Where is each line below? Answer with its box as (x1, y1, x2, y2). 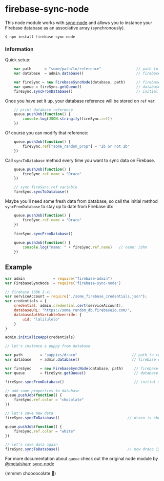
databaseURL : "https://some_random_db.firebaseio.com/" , (14, 308, 132, 313)
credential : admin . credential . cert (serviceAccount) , (14, 303, 123, 308)
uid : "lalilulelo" (22, 317, 60, 322)
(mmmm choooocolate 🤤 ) (5, 470, 56, 477)
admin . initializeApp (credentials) (5, 335, 76, 340)
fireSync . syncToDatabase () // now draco (5, 447, 154, 452)
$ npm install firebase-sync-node (5, 34, 76, 39)
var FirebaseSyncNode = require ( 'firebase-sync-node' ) (5, 281, 121, 286)
